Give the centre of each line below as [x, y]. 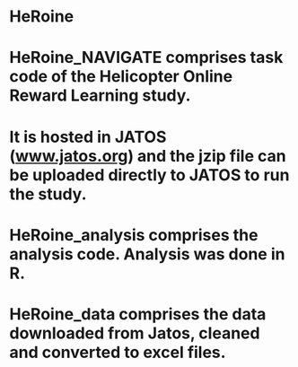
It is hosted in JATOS [88, 137]
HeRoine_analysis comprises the [134, 235]
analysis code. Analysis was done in [147, 254]
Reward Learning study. [100, 96]
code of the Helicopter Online [121, 77]
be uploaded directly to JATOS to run [149, 175]
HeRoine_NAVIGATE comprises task [146, 58]
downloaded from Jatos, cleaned [135, 333]
